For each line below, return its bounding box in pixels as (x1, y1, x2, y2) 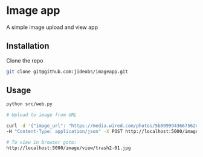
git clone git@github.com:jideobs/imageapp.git (6, 69, 129, 75)
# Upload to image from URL (6, 112, 77, 118)
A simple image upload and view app (6, 23, 98, 31)
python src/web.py (6, 101, 53, 107)
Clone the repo (6, 57, 43, 64)
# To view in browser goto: (6, 139, 77, 145)
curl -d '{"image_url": (6, 123, 66, 129)
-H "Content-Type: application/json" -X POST (6, 129, 123, 135)
